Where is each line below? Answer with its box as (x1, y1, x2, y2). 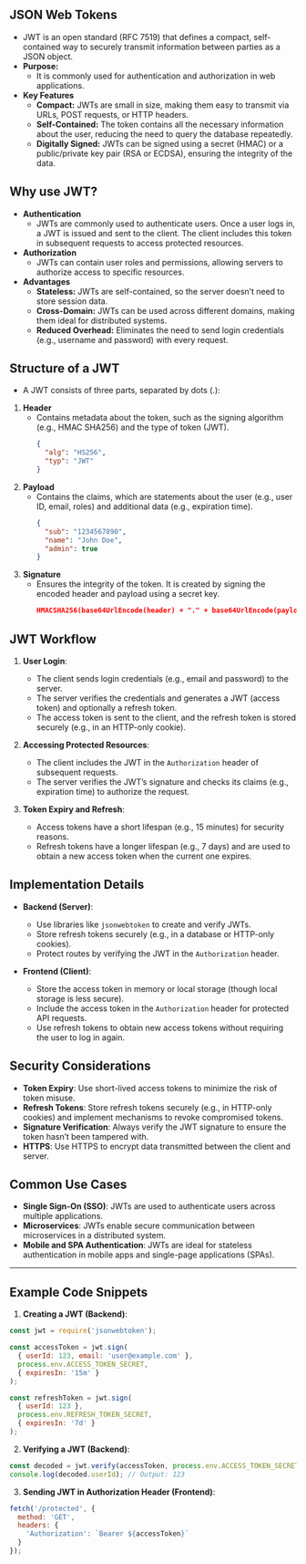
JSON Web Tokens (9, 7, 117, 23)
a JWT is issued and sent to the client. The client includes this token (36, 227, 292, 238)
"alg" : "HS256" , (44, 448, 107, 457)
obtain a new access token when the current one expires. (36, 850, 252, 861)
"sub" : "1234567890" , (44, 527, 127, 537)
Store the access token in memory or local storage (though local (36, 983, 278, 994)
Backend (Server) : (22, 901, 94, 912)
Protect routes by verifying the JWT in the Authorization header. (36, 948, 280, 959)
